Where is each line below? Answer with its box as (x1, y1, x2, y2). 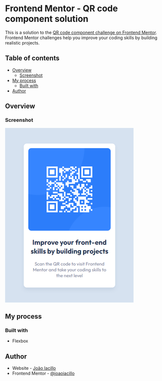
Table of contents (5, 54, 60, 63)
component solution (5, 13, 89, 24)
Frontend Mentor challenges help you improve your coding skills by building (5, 35, 158, 41)
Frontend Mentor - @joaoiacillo (12, 370, 75, 376)
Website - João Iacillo (12, 365, 56, 371)
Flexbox (12, 338, 28, 344)
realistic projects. (5, 40, 40, 45)
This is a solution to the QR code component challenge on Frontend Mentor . (5, 29, 157, 35)
